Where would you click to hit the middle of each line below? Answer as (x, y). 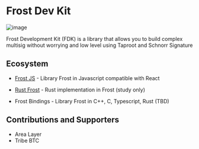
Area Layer (28, 134)
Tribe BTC (27, 140)
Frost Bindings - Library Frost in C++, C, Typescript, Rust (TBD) (92, 101)
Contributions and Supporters (63, 120)
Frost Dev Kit (38, 11)
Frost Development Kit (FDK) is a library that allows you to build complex (94, 39)
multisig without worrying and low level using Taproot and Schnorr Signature (99, 45)
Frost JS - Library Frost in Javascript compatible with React (87, 78)
